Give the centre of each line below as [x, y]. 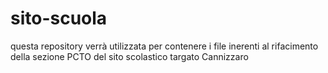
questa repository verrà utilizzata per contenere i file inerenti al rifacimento [164, 46]
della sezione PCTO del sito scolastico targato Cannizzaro [129, 56]
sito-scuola [59, 18]
